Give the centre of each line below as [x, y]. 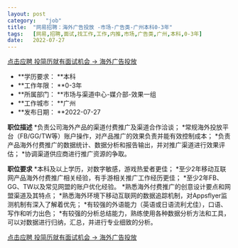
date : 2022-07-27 [36, 41]
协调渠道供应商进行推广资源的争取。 [77, 154]
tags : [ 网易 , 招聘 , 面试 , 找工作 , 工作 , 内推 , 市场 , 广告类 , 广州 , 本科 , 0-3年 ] [105, 34]
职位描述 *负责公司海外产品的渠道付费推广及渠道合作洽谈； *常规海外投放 [115, 127]
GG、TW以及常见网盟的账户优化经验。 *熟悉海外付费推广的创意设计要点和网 [119, 187]
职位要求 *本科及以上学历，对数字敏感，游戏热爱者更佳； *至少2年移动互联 [117, 169]
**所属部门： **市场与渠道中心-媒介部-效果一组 [87, 95]
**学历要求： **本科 [47, 77]
